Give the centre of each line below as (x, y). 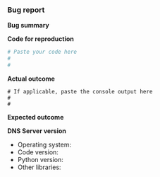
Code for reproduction (41, 39)
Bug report (26, 10)
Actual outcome (31, 79)
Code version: (38, 152)
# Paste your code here (42, 52)
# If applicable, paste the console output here (80, 91)
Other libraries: (39, 167)
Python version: (40, 159)
